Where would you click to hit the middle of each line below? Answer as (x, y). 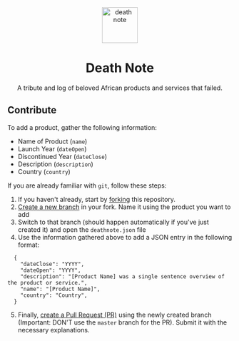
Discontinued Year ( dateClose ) (62, 156)
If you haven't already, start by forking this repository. (97, 199)
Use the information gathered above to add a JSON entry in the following (125, 237)
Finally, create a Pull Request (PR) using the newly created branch (115, 315)
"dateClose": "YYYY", (52, 264)
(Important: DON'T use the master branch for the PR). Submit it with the (122, 322)
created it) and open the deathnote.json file (82, 229)
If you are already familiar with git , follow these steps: (87, 185)
